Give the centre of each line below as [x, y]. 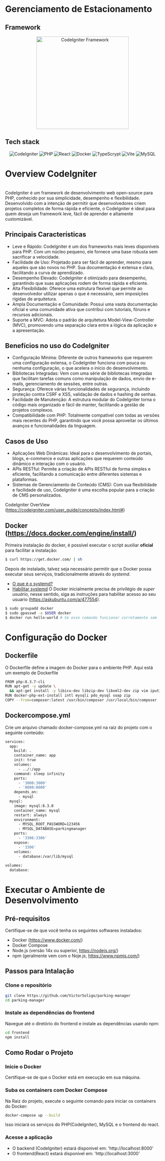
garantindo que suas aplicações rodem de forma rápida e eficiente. [80, 283]
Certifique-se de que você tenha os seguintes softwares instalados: [74, 930]
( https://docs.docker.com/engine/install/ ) [71, 533]
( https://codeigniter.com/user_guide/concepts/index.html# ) [65, 510]
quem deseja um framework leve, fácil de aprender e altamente [69, 214]
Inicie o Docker [23, 1066]
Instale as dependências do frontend [50, 1013]
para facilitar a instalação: [31, 550]
